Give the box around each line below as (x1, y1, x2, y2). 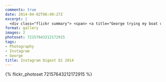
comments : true (5, 7, 37, 12)
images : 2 (5, 30, 26, 35)
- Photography (5, 44, 35, 49)
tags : (5, 40, 16, 44)
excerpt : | (5, 16, 28, 21)
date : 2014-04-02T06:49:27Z (5, 12, 63, 17)
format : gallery (5, 26, 39, 31)
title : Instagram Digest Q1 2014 (5, 58, 74, 63)
